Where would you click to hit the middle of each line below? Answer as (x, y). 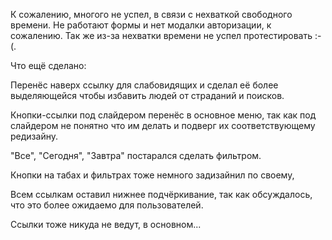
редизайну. (34, 136)
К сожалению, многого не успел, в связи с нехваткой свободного (151, 14)
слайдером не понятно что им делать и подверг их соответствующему (163, 125)
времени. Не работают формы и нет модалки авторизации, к (141, 25)
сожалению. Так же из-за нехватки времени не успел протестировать (161, 35)
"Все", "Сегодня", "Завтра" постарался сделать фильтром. (136, 155)
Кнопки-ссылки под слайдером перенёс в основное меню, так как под (163, 115)
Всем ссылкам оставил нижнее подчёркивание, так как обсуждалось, (161, 194)
